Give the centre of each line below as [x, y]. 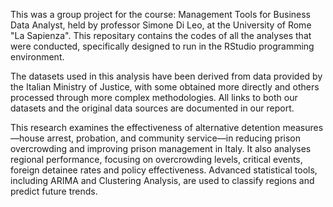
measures [303, 127]
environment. [37, 57]
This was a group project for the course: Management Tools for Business [161, 14]
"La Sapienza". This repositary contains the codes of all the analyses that [161, 35]
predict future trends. [54, 191]
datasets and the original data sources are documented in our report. [152, 108]
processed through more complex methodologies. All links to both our [154, 97]
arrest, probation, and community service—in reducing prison [173, 138]
